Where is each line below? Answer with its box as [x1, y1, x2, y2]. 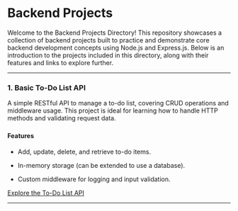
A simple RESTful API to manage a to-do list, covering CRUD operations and [7, 99, 229, 108]
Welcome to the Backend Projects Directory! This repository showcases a [7, 28, 222, 37]
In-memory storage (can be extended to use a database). [17, 161, 186, 169]
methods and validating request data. [7, 114, 116, 122]
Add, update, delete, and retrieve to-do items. [17, 147, 151, 156]
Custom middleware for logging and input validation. [17, 175, 171, 183]
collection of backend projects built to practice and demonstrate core [7, 35, 210, 44]
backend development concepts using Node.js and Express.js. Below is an [7, 43, 225, 52]
